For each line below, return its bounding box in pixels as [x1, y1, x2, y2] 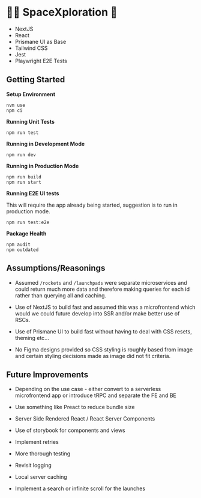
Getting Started [6, 74, 65, 85]
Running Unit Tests [6, 118, 55, 125]
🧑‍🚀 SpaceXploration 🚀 [6, 5, 118, 19]
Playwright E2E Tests [14, 57, 67, 64]
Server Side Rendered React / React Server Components [14, 415, 155, 422]
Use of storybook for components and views [14, 427, 125, 434]
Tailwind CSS [14, 44, 48, 52]
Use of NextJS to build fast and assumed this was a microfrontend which [14, 303, 196, 311]
